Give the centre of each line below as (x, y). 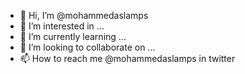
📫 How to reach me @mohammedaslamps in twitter (127, 58)
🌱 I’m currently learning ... (73, 36)
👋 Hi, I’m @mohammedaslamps (84, 15)
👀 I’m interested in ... (62, 26)
